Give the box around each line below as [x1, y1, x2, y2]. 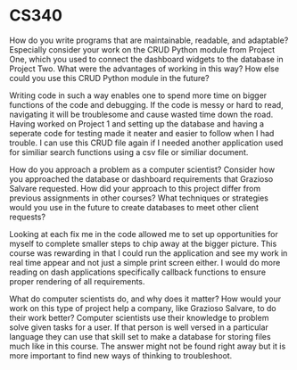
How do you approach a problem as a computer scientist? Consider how [9, 164, 275, 175]
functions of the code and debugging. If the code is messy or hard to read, [9, 99, 284, 110]
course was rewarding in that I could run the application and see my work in [9, 247, 288, 259]
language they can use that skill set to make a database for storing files [9, 331, 271, 341]
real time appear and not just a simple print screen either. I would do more [9, 257, 281, 267]
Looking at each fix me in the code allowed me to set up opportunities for [9, 228, 278, 239]
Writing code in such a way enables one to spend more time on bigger [9, 90, 268, 101]
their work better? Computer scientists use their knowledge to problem [9, 312, 269, 323]
